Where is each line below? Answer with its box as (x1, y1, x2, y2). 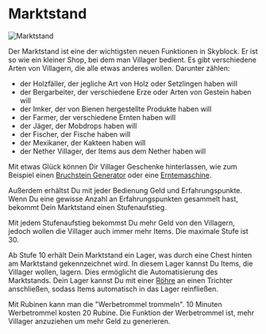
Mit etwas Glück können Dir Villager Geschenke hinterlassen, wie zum (8, 161, 237, 171)
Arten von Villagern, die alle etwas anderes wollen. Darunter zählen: (8, 63, 230, 72)
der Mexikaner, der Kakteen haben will (19, 138, 146, 147)
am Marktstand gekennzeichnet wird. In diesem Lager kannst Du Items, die (8, 258, 253, 268)
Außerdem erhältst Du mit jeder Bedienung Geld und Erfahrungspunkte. (8, 185, 243, 195)
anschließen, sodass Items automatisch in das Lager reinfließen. (8, 284, 218, 293)
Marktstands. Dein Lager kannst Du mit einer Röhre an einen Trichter (8, 275, 233, 285)
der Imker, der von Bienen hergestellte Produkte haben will (19, 104, 212, 114)
